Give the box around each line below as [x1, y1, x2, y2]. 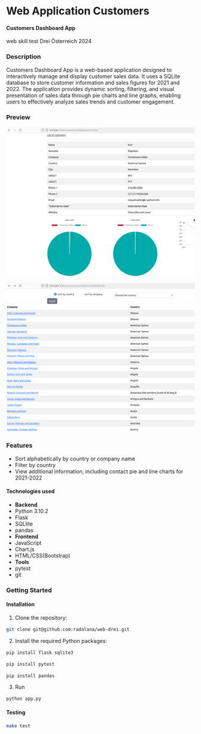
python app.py [6, 696, 42, 702]
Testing [6, 708, 26, 716]
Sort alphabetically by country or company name [14, 455, 136, 462]
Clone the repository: [14, 614, 68, 621]
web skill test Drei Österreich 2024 [6, 38, 92, 45]
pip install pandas [6, 672, 55, 679]
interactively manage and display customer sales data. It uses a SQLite [6, 72, 181, 80]
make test [6, 723, 31, 729]
